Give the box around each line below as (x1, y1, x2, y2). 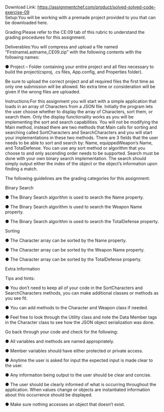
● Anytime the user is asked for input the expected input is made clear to (5, 357, 153, 363)
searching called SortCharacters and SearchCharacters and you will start (5, 130, 153, 135)
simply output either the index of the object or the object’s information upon (5, 161, 158, 166)
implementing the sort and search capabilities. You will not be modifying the (5, 119, 158, 125)
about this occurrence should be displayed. (5, 392, 93, 398)
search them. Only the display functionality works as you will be (5, 114, 134, 119)
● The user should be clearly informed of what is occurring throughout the (5, 382, 157, 387)
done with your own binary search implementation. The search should (5, 156, 146, 161)
